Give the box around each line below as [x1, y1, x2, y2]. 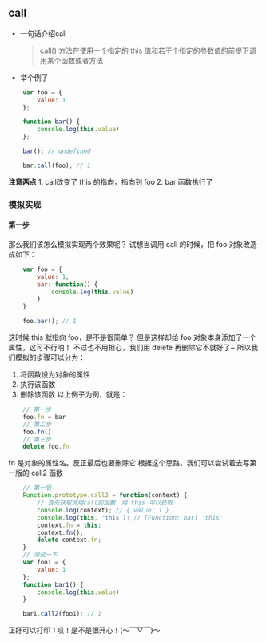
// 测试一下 [22, 551, 58, 559]
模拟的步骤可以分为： [14, 353, 85, 362]
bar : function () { [37, 280, 98, 289]
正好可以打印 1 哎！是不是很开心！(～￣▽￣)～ [8, 625, 161, 635]
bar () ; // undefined [22, 147, 91, 155]
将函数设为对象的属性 [19, 369, 90, 379]
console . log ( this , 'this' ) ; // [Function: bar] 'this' [37, 513, 224, 522]
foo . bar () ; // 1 [22, 317, 77, 325]
